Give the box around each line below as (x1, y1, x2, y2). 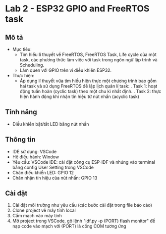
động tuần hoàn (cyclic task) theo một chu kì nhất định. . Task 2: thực (19, 89, 162, 94)
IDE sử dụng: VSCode (12, 148, 57, 154)
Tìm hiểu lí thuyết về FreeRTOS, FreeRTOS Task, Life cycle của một (19, 51, 157, 57)
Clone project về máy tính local (12, 207, 76, 213)
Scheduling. (19, 62, 45, 68)
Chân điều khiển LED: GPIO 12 (12, 169, 74, 176)
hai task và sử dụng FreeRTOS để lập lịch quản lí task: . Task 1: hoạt (19, 83, 158, 89)
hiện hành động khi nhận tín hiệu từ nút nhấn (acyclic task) (19, 94, 140, 99)
